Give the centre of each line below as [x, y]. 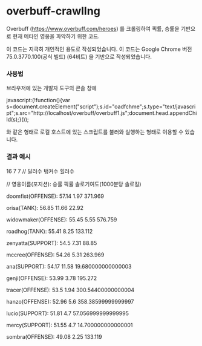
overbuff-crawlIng [54, 11]
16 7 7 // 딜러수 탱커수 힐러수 [40, 171]
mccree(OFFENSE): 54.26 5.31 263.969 [55, 255]
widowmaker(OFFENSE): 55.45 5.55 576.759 [62, 220]
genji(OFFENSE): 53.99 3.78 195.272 [52, 278]
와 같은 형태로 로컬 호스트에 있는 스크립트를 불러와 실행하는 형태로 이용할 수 [95, 132]
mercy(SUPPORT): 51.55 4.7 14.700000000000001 [70, 325]
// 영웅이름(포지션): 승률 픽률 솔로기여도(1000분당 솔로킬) [74, 184]
